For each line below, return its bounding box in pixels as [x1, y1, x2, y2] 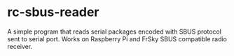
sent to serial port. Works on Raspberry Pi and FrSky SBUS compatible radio [7, 34, 228, 43]
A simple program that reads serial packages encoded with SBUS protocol [7, 27, 222, 36]
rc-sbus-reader [7, 4, 99, 20]
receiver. [7, 42, 33, 50]
